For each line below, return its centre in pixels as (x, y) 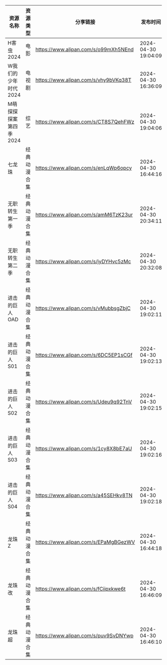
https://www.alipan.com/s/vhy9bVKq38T (83, 80)
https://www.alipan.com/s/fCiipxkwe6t (81, 589)
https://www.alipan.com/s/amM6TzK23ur (84, 215)
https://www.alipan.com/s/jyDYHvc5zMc (83, 261)
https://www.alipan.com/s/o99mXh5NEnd (85, 49)
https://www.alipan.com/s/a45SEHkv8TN (84, 495)
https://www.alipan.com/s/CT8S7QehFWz (85, 122)
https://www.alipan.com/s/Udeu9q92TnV (84, 402)
